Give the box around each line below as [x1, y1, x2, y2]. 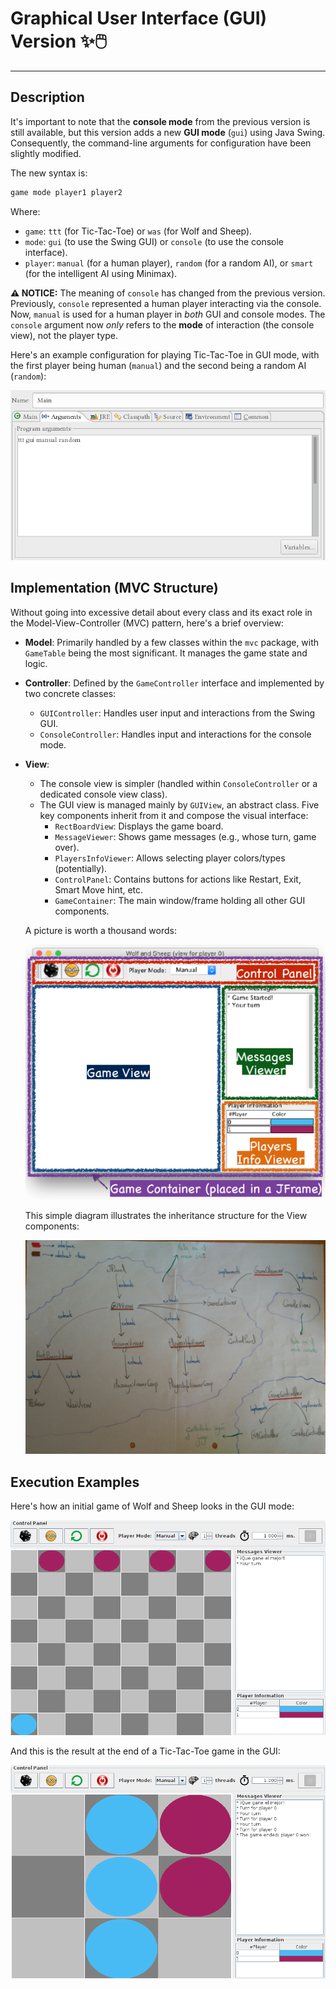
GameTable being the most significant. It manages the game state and [24, 647, 308, 659]
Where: [10, 205, 41, 217]
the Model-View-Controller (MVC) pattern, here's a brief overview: [10, 617, 284, 629]
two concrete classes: [24, 687, 117, 699]
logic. [24, 657, 48, 669]
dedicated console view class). [39, 788, 168, 800]
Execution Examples [10, 1473, 140, 1491]
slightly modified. [10, 147, 82, 159]
